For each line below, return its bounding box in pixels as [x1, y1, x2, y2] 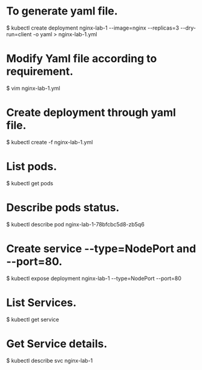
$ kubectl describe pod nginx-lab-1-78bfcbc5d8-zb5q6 [6, 220, 145, 228]
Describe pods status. [6, 200, 120, 214]
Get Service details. [6, 337, 108, 351]
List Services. [6, 296, 77, 309]
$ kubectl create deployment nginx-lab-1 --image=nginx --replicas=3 [6, 24, 180, 31]
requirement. [6, 65, 74, 78]
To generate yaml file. [6, 4, 118, 18]
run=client [6, 30, 32, 37]
